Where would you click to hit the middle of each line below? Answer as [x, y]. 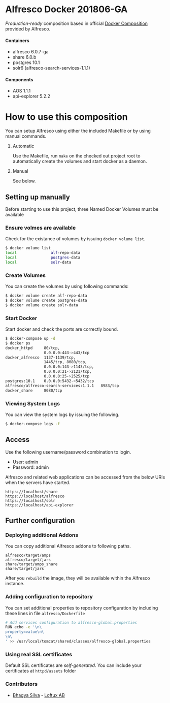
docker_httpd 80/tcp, [32, 348]
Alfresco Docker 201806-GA [66, 9]
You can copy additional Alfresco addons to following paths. [68, 546]
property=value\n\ [25, 632]
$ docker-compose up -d [30, 339]
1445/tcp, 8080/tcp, [65, 362]
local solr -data [38, 263]
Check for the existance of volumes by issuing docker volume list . [75, 239]
